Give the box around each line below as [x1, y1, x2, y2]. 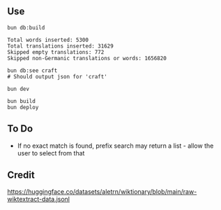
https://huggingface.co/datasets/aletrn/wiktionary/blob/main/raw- [7, 188, 197, 196]
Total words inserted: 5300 [7, 36, 89, 43]
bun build [7, 97, 36, 104]
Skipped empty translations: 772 [7, 48, 105, 55]
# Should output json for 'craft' [7, 73, 108, 80]
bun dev [7, 85, 30, 92]
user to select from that [17, 148, 85, 157]
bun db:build [7, 24, 45, 31]
